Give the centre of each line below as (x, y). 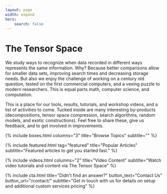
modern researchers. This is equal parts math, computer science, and (77, 89)
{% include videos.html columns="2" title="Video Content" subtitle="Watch (83, 160)
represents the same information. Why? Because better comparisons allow (82, 68)
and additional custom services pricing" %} (50, 186)
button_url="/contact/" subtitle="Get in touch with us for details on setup (80, 181)
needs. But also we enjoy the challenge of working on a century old (75, 79)
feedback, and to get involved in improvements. (54, 126)
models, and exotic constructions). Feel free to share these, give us (75, 121)
